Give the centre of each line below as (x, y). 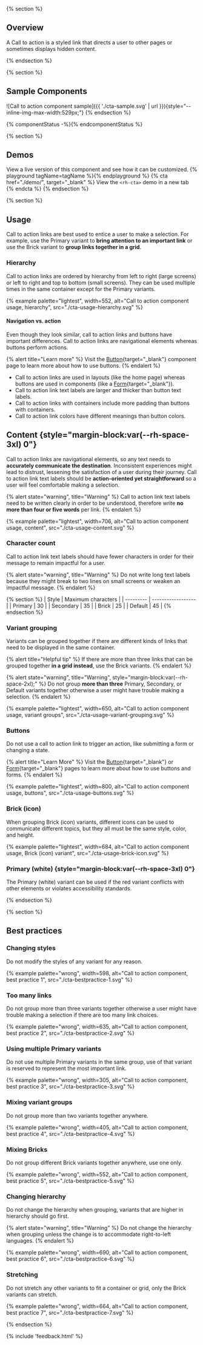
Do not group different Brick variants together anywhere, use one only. (95, 1163)
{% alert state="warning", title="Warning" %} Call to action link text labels (98, 496)
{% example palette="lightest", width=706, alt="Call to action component (98, 521)
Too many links (29, 995)
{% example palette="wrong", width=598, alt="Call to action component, (97, 973)
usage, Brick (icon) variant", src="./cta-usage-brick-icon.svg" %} (88, 853)
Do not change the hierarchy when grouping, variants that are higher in (95, 1210)
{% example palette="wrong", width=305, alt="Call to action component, (97, 1080)
